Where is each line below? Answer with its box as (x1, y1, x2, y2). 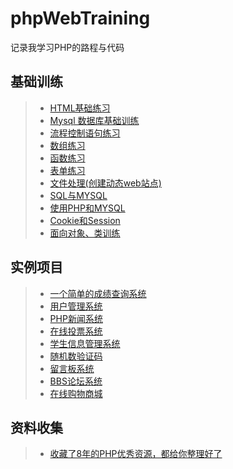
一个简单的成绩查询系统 (49, 287, 147, 299)
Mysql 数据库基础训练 (49, 114, 140, 126)
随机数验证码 (49, 350, 103, 362)
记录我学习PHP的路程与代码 (10, 41, 125, 53)
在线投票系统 (49, 325, 103, 337)
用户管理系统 (49, 300, 103, 312)
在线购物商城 (49, 387, 103, 399)
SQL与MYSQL (49, 189, 108, 201)
